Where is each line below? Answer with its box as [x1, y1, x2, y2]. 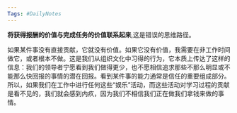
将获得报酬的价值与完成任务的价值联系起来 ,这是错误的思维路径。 [7, 30, 196, 39]
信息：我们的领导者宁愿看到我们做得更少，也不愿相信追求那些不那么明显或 [7, 62, 224, 71]
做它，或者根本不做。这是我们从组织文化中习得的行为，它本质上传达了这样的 [7, 54, 231, 62]
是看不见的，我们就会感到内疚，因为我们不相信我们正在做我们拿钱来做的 [7, 89, 218, 98]
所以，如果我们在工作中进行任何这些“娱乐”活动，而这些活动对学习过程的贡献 [7, 80, 230, 88]
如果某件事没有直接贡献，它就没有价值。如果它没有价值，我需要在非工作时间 [7, 45, 231, 53]
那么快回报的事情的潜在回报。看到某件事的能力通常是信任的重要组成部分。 [13, 72, 231, 80]
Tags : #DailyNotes [7, 10, 62, 18]
